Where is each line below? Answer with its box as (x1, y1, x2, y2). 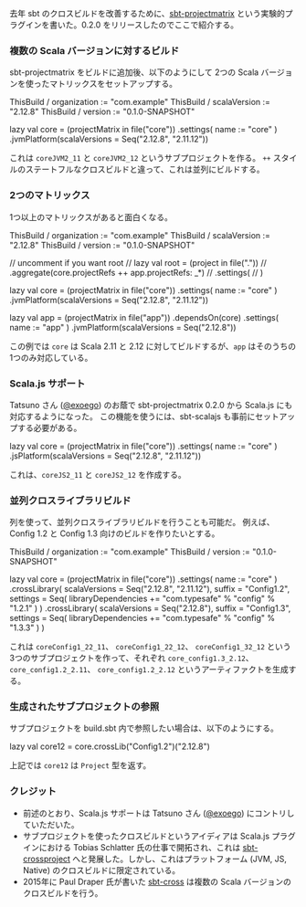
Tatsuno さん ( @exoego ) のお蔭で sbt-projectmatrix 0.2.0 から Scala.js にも (9, 399, 293, 410)
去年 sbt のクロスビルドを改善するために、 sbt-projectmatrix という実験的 (9, 8, 285, 18)
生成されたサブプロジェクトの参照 (9, 701, 160, 713)
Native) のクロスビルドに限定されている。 (22, 864, 181, 875)
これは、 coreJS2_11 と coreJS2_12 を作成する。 (9, 469, 186, 480)
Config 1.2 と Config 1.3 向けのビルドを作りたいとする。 (9, 528, 220, 539)
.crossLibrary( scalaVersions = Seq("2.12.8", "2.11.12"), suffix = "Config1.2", (9, 584, 290, 595)
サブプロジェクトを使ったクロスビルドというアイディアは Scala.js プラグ (22, 830, 297, 841)
